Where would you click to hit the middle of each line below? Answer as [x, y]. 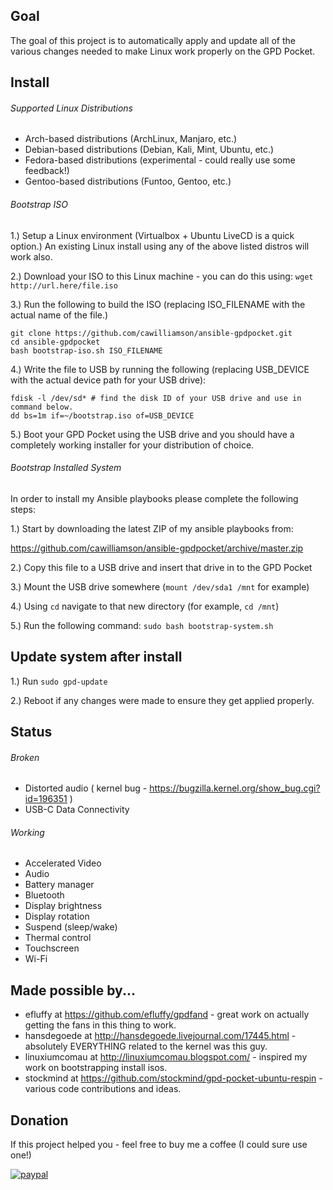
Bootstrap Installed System [66, 468]
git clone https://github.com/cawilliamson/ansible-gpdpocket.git [151, 333]
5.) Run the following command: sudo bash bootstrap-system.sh [142, 625]
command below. [42, 407]
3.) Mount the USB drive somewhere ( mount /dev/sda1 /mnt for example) [160, 586]
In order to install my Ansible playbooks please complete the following [154, 498]
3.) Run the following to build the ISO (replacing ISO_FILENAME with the [158, 304]
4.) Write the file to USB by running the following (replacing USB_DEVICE [160, 369]
